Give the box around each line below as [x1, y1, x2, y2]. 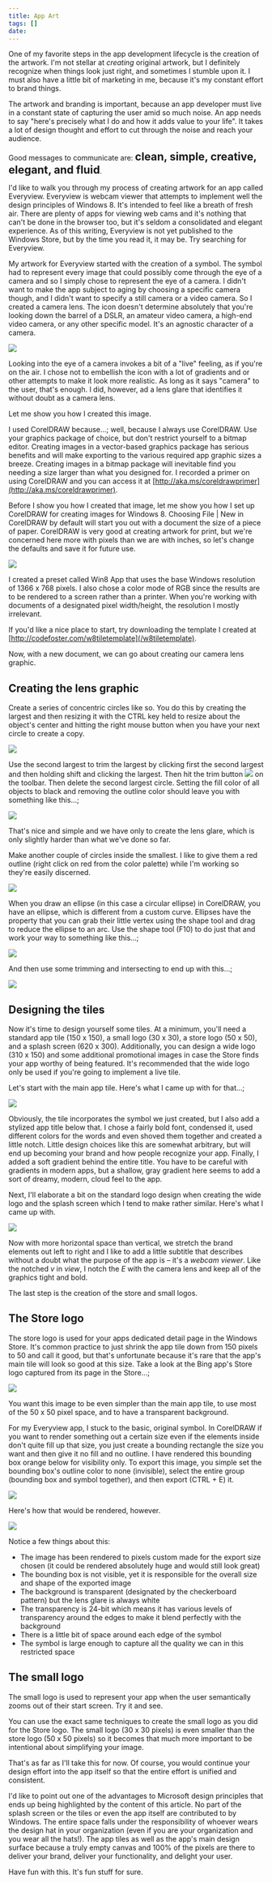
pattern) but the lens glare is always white [19, 1595, 160, 1605]
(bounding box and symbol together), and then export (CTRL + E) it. [8, 1474, 235, 1484]
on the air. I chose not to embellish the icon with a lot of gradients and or [8, 367, 250, 377]
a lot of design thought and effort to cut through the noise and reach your [8, 125, 253, 135]
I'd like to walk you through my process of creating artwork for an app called [8, 183, 264, 193]
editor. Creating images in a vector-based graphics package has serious [8, 442, 249, 452]
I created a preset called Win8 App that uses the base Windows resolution [8, 575, 256, 585]
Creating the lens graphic [8, 681, 139, 695]
